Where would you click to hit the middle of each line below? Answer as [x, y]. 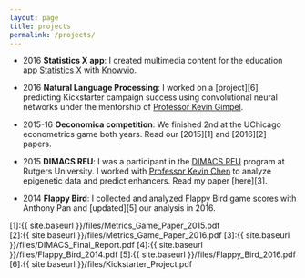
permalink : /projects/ [52, 35]
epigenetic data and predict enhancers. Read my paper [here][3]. [145, 181]
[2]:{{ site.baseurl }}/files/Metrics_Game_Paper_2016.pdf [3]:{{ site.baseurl [150, 235]
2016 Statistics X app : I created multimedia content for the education [152, 61]
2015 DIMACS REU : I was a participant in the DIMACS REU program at [153, 162]
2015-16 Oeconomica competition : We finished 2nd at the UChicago [152, 124]
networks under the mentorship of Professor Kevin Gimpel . [133, 107]
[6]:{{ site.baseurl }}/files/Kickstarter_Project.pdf [101, 264]
